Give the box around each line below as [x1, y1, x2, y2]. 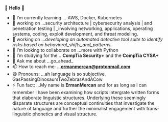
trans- [146, 106, 159, 111]
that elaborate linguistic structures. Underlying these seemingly [12, 95, 146, 101]
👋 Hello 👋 [5, 5, 25, 11]
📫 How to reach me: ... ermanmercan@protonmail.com [12, 64, 131, 70]
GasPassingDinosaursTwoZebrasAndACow [12, 76, 103, 82]
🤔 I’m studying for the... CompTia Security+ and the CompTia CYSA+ [12, 52, 159, 58]
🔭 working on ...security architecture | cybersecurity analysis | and [12, 20, 153, 26]
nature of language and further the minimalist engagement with [12, 106, 146, 111]
